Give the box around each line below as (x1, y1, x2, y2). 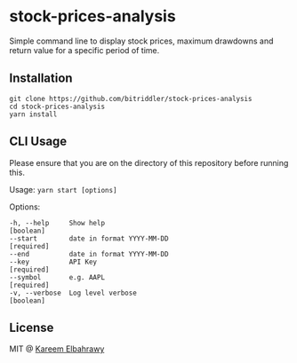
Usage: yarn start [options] (9, 184, 117, 194)
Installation (9, 71, 73, 86)
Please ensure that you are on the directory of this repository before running (9, 157, 289, 168)
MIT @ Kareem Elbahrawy (9, 343, 105, 354)
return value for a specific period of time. (9, 44, 160, 55)
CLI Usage (9, 134, 68, 149)
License (9, 320, 54, 335)
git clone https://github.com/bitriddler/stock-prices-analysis (9, 94, 253, 103)
